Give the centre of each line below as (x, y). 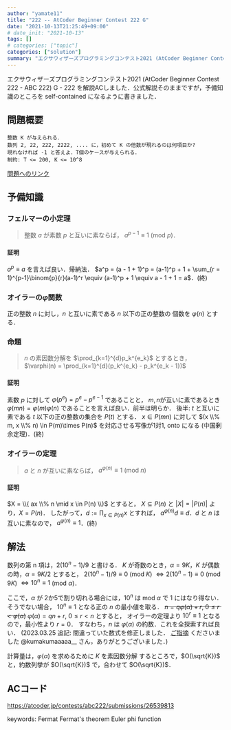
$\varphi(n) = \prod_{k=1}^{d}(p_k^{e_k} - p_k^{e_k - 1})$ (105, 366)
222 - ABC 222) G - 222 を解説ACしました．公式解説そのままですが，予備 (112, 88)
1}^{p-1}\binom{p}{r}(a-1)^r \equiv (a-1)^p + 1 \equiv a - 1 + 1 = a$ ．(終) (107, 277)
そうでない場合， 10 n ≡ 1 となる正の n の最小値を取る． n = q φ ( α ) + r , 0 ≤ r (113, 606)
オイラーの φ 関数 (35, 297)
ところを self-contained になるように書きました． (89, 96)
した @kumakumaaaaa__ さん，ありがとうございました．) (88, 642)
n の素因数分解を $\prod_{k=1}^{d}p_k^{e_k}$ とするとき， (107, 358)
